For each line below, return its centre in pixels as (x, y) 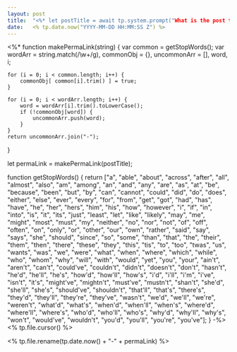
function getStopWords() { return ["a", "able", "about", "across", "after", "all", (118, 177)
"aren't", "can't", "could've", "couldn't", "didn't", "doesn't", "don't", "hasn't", (117, 268)
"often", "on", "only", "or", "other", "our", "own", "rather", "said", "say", (109, 230)
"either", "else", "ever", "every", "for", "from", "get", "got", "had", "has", (110, 200)
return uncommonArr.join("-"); (53, 137)
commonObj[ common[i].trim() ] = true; (79, 81)
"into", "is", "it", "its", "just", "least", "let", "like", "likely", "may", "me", (106, 215)
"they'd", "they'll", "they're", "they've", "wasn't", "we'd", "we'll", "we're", (111, 298)
